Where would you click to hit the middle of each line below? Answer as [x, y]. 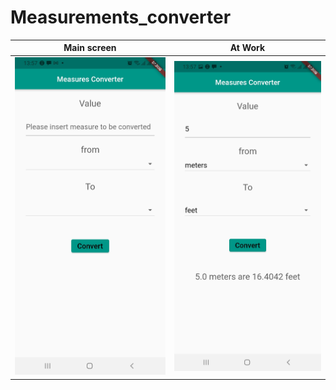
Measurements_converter [121, 17]
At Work [247, 48]
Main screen [90, 48]
